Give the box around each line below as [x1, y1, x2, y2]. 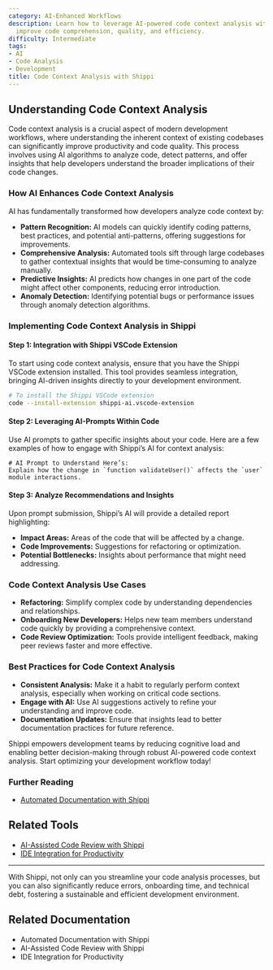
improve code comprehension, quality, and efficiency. [15, 27, 206, 35]
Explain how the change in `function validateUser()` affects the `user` [8, 465, 264, 474]
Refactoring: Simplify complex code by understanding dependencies [19, 597, 253, 607]
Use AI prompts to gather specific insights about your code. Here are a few [8, 435, 260, 444]
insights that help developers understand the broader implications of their [8, 159, 255, 168]
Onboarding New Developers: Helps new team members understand [19, 615, 253, 625]
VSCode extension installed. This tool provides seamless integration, [8, 367, 238, 377]
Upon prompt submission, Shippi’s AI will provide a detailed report [8, 509, 230, 518]
